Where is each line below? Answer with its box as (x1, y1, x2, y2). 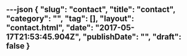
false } (6, 41, 30, 51)
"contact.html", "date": (6, 23, 94, 33)
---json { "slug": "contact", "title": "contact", (6, 5, 176, 15)
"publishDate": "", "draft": (82, 32, 182, 42)
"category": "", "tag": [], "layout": (6, 14, 134, 24)
